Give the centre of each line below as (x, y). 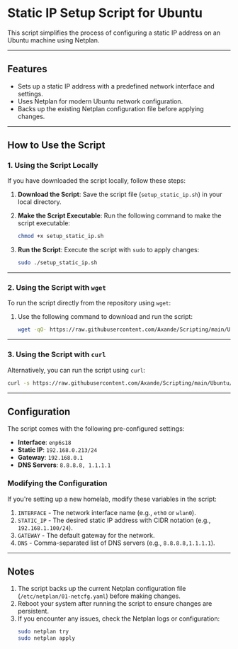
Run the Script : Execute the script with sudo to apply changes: (108, 250)
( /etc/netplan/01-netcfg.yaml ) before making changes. (99, 596)
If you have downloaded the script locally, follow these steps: (97, 181)
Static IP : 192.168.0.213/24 (57, 450)
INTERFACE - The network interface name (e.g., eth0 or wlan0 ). (107, 512)
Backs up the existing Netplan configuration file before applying (110, 108)
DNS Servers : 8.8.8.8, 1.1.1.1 (64, 465)
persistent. (33, 611)
